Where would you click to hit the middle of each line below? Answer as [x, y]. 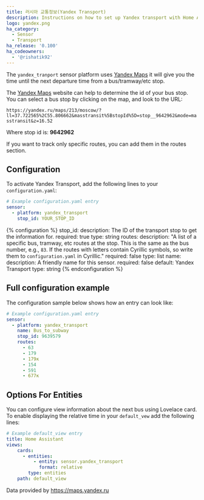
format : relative [61, 467]
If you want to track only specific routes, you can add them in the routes [96, 144]
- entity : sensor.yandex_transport [78, 462]
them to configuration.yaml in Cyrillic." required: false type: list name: [94, 256]
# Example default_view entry [45, 434]
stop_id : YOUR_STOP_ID [46, 219]
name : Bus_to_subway [43, 331]
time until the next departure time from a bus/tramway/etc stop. [86, 81]
